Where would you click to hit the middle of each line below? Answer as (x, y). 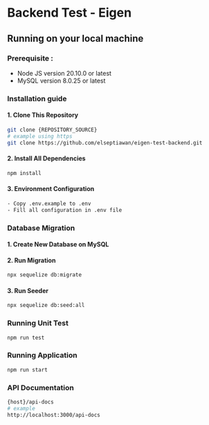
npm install (24, 173)
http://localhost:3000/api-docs (54, 415)
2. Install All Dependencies (46, 158)
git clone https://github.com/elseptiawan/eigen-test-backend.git (105, 143)
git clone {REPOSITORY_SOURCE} (52, 130)
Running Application (42, 356)
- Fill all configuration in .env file (65, 210)
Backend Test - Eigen (70, 13)
